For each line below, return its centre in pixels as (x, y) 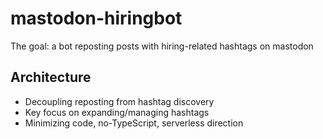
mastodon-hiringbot (96, 18)
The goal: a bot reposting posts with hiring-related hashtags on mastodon (162, 46)
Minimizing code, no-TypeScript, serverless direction (134, 123)
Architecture (51, 77)
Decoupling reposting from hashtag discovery (119, 101)
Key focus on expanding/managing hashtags (117, 112)
